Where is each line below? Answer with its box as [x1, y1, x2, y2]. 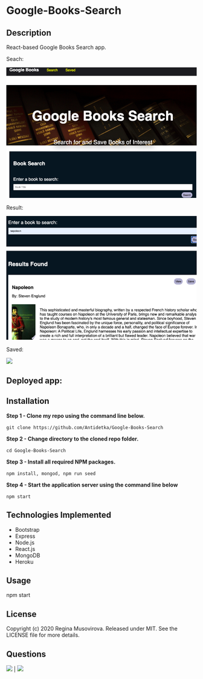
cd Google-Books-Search [6, 447, 66, 453]
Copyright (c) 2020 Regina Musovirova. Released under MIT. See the [6, 625, 178, 633]
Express [14, 532, 36, 540]
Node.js [14, 538, 35, 546]
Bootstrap [14, 526, 40, 533]
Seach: [6, 56, 24, 62]
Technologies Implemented [6, 510, 112, 520]
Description [6, 28, 51, 38]
